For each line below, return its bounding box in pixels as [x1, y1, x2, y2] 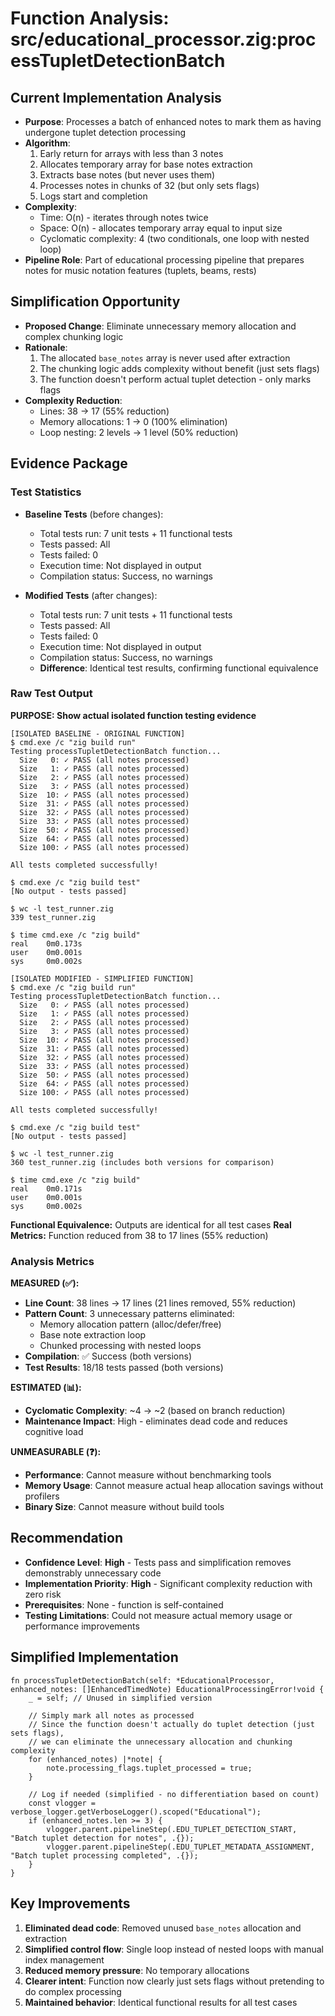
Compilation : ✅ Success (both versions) [24, 1350, 193, 1362]
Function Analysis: [10, 7, 170, 30]
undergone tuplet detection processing [24, 127, 187, 138]
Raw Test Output [10, 687, 93, 701]
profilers [24, 1490, 60, 1502]
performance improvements [24, 1620, 140, 1632]
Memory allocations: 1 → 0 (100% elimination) [39, 415, 228, 427]
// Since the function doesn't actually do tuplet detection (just [28, 1719, 315, 1729]
